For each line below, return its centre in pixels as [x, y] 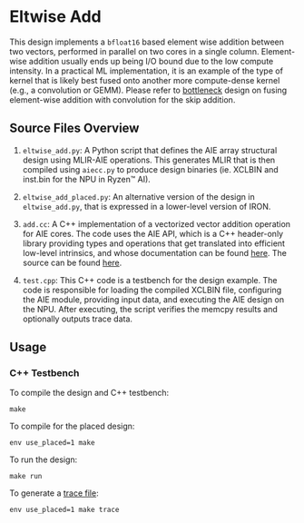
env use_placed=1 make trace [64, 510]
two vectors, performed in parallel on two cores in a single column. [134, 51]
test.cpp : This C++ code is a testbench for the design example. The [150, 280]
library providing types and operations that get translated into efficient [154, 243]
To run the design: [44, 459]
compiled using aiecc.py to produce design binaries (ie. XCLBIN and [150, 169]
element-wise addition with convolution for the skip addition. [123, 99]
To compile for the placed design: [72, 426]
